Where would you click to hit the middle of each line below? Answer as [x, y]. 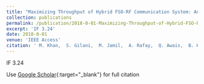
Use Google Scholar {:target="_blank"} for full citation [73, 74]
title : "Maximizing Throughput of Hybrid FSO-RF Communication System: [99, 12]
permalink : [20, 23]
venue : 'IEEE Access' [34, 40]
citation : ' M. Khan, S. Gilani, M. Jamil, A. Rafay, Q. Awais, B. [100, 46]
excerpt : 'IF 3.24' [31, 29]
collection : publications [39, 18]
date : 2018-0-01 [27, 34]
